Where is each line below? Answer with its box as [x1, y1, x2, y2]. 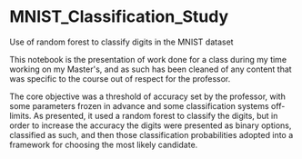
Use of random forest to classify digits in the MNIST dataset [9, 36, 234, 47]
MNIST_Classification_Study [9, 6, 229, 27]
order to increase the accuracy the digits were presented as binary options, [9, 120, 292, 131]
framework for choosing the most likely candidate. [9, 139, 198, 150]
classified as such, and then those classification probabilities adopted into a [9, 129, 294, 140]
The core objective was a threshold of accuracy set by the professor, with [9, 91, 287, 102]
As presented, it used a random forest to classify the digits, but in [33, 110, 278, 121]
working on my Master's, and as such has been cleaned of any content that [9, 64, 293, 75]
